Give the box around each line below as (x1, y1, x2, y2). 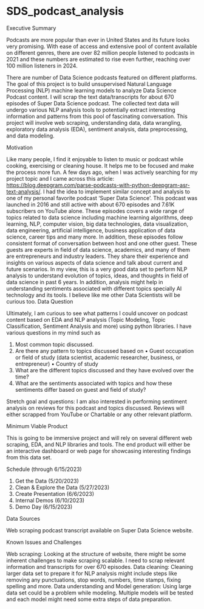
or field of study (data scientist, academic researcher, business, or (15, 353, 182, 361)
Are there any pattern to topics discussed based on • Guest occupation (15, 347, 194, 354)
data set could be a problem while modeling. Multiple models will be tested (6, 589, 194, 596)
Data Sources (6, 515, 41, 522)
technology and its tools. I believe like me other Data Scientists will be (6, 291, 181, 299)
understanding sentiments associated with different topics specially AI (6, 285, 182, 292)
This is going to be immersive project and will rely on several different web (6, 434, 192, 442)
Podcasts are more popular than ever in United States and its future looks (6, 36, 190, 43)
